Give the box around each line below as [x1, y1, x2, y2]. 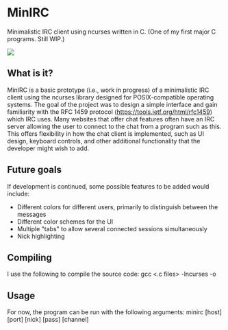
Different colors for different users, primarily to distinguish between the [16, 202, 218, 211]
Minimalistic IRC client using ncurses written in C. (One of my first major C [7, 27, 216, 36]
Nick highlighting [16, 232, 65, 240]
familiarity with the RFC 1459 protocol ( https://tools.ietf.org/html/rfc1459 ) [7, 108, 212, 116]
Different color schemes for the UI [16, 217, 114, 226]
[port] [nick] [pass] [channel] [7, 316, 89, 324]
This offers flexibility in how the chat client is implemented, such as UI [7, 129, 204, 138]
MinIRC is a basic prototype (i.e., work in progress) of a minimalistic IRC [7, 86, 210, 94]
